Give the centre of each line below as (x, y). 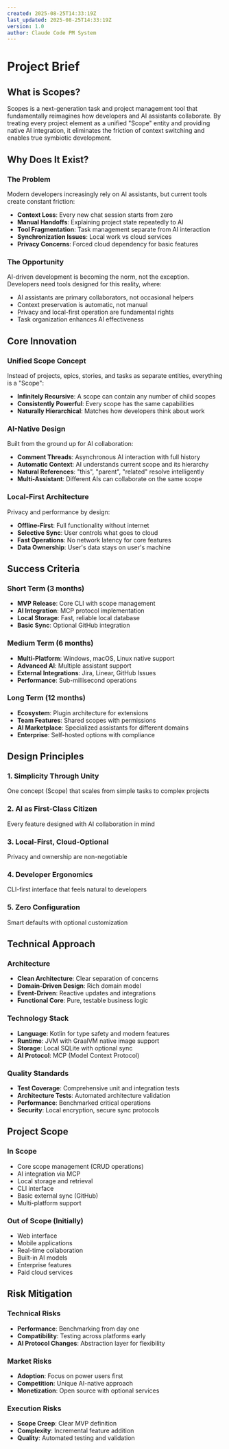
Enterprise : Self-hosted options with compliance (86, 734)
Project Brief (44, 67)
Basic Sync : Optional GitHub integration (73, 625)
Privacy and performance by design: (59, 512)
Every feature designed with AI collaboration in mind (81, 824)
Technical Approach (51, 944)
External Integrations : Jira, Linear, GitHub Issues (86, 673)
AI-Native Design (36, 429)
